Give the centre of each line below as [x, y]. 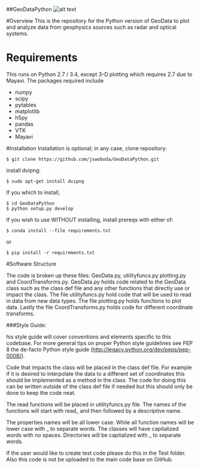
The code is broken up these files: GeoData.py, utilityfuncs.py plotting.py [96, 275]
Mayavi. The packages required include [55, 80]
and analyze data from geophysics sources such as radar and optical [91, 27]
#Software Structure [31, 264]
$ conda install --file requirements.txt [59, 230]
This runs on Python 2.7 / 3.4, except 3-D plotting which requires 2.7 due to [99, 74]
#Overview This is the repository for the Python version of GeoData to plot [98, 21]
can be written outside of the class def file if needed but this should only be [99, 386]
